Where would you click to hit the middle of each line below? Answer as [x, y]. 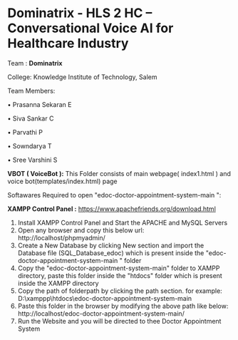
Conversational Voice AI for [90, 28]
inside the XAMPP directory [58, 283]
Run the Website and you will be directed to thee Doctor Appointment [119, 321]
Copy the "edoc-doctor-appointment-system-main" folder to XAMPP [119, 268]
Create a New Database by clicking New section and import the [111, 245]
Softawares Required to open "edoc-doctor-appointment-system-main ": [114, 195]
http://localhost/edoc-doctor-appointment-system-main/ [101, 313]
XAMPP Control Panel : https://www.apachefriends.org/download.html [112, 209]
